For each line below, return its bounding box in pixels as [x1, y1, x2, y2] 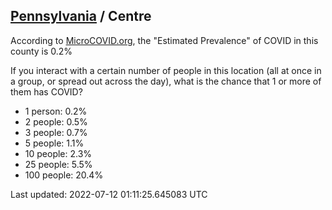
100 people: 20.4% [24, 169, 104, 181]
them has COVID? [10, 85, 83, 98]
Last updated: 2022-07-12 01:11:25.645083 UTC [10, 188, 208, 200]
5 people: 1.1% [24, 137, 85, 149]
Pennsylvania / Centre [10, 8, 152, 25]
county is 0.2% [10, 45, 73, 57]
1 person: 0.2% [24, 105, 88, 117]
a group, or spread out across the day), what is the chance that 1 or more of [10, 75, 322, 87]
